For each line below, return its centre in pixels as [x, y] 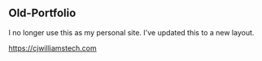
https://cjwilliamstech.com [53, 48]
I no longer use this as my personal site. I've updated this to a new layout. [131, 32]
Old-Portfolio [42, 13]
